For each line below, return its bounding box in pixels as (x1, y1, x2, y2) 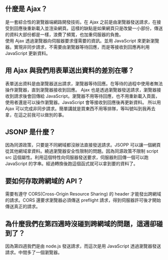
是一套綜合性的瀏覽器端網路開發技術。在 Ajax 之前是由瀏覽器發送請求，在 (5, 19, 157, 25)
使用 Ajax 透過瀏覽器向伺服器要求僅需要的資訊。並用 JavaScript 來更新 (5, 37, 151, 43)
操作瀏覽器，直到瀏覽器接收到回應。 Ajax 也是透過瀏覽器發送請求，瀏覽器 (5, 86, 157, 92)
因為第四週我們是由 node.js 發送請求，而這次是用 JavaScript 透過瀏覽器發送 (5, 243, 161, 249)
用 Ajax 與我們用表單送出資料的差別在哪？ (5, 66, 134, 75)
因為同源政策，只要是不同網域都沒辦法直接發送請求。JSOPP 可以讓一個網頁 (5, 142, 161, 148)
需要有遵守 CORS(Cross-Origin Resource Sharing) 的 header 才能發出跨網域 (5, 191, 161, 197)
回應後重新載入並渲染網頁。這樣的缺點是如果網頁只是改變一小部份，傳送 (13, 25, 163, 31)
